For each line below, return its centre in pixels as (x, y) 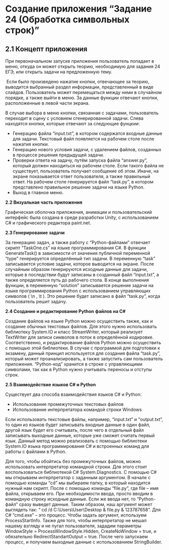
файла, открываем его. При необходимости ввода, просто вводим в (79, 494)
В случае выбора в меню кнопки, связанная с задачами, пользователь (82, 113)
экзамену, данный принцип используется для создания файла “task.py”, (83, 353)
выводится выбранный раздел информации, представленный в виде (79, 87)
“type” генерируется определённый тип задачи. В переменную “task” (80, 259)
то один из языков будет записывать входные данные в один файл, (78, 425)
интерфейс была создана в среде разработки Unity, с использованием (82, 217)
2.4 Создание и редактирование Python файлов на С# (66, 311)
